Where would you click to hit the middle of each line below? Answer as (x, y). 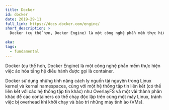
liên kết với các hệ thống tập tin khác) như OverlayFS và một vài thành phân (83, 91)
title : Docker (20, 10)
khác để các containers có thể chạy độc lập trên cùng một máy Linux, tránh (83, 96)
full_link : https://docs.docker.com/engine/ (53, 24)
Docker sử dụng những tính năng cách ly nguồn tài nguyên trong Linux (78, 80)
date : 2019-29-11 (23, 19)
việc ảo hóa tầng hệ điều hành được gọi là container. (60, 71)
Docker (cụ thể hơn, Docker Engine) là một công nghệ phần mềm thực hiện (83, 65)
